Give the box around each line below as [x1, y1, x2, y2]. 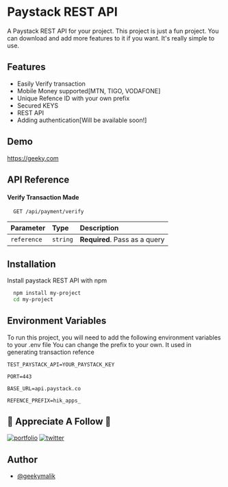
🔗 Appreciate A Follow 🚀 [7, 416, 112, 427]
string [51, 236, 74, 243]
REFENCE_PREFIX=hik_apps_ [7, 397, 81, 404]
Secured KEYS [16, 101, 59, 110]
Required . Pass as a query [79, 235, 165, 244]
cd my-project [13, 296, 53, 302]
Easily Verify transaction [16, 80, 86, 88]
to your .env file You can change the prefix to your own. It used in [7, 340, 192, 348]
